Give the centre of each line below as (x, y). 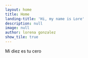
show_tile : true (22, 37)
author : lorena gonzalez (30, 32)
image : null (17, 28)
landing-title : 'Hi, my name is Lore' (45, 19)
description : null (24, 23)
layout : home (18, 10)
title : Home (17, 14)
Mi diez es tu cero (23, 51)
